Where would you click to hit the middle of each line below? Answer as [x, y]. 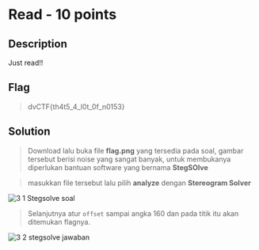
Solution [29, 132]
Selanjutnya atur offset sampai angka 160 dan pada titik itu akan [133, 213]
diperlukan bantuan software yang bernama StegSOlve [118, 167]
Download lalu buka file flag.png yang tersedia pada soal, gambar [135, 150]
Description [38, 44]
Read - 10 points [63, 15]
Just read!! [26, 62]
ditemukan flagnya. [59, 222]
